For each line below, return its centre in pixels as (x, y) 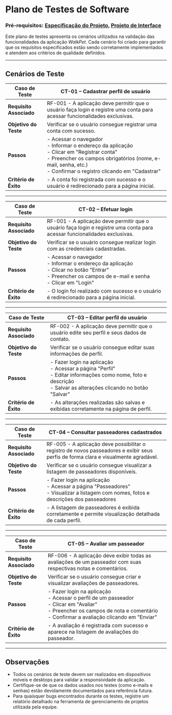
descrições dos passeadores (81, 499)
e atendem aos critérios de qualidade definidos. (56, 53)
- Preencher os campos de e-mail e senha (98, 276)
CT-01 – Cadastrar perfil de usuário (105, 92)
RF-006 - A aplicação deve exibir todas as (100, 556)
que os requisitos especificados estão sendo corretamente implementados (84, 48)
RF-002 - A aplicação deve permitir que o (101, 326)
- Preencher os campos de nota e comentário (103, 611)
